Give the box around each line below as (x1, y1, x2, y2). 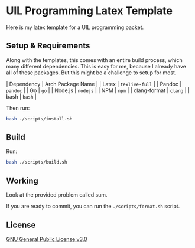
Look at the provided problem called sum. (6, 191, 108, 198)
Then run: (6, 105, 30, 112)
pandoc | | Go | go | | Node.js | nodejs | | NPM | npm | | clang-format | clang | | (6, 87, 190, 94)
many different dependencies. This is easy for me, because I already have (6, 63, 186, 70)
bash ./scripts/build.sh (6, 159, 67, 165)
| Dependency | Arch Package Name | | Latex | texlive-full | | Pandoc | (6, 80, 182, 87)
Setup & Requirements (6, 41, 90, 51)
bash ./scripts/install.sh (6, 116, 73, 122)
